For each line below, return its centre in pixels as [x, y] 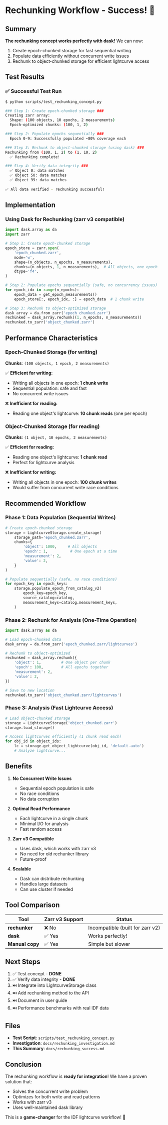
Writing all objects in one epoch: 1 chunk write [60, 383]
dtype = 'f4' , [26, 271]
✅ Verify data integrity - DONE [44, 979]
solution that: [19, 1081]
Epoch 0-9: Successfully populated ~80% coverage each [68, 138]
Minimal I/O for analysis [44, 824]
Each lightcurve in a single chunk [54, 818]
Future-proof [33, 859]
